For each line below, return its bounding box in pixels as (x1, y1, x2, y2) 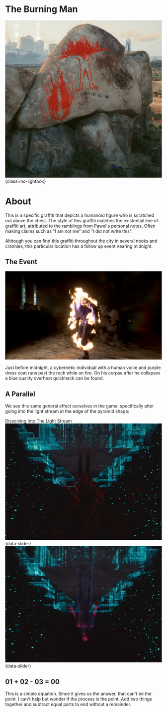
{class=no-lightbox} (5, 178, 46, 184)
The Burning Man (5, 3, 78, 15)
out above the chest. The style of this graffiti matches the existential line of (5, 217, 159, 223)
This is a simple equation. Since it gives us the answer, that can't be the (5, 691, 152, 697)
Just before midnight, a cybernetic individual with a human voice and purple (5, 364, 161, 370)
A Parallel (5, 389, 36, 398)
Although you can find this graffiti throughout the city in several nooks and (5, 238, 158, 244)
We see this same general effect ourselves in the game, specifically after (5, 403, 154, 409)
